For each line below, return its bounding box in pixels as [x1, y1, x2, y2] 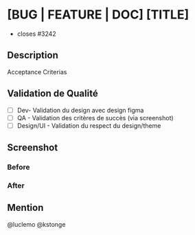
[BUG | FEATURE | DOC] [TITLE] [7, 7, 190, 23]
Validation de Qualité [7, 88, 98, 100]
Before [7, 162, 30, 172]
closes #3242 [16, 30, 56, 38]
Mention [7, 202, 44, 214]
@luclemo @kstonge [7, 220, 66, 228]
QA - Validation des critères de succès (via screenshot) [16, 113, 174, 122]
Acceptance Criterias [7, 67, 67, 76]
